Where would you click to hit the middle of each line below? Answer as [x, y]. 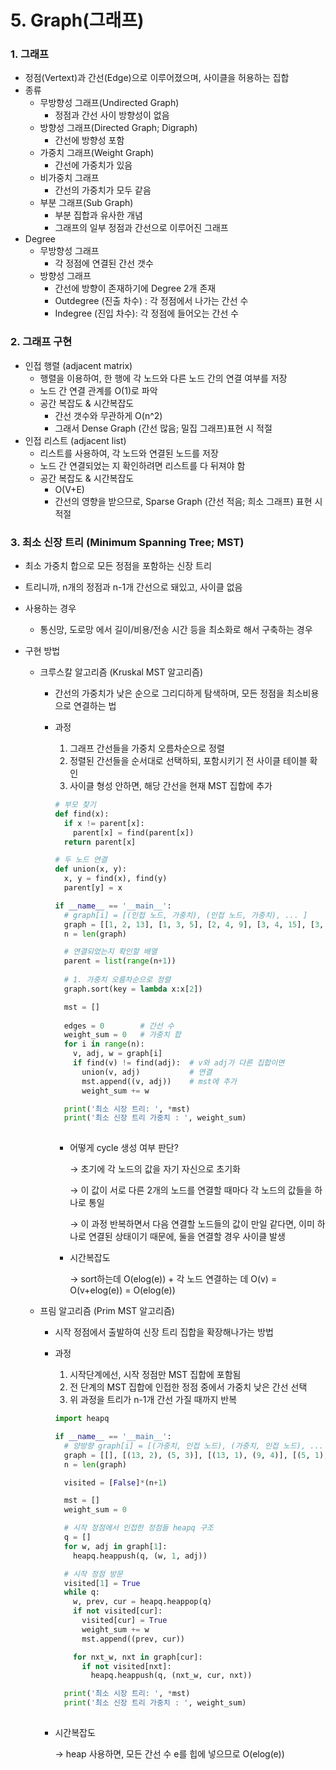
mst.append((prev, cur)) [133, 1639]
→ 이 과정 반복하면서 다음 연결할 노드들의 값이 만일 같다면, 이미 [192, 1224]
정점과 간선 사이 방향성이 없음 [112, 115]
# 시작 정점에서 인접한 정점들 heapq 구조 [138, 1528]
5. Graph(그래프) [77, 20]
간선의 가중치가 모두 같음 [103, 190]
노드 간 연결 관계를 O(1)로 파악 [98, 390]
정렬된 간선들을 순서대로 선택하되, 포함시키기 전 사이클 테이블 [188, 761]
